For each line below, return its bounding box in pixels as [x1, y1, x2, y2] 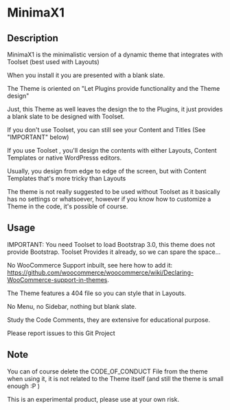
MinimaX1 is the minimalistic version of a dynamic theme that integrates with [7, 50, 223, 58]
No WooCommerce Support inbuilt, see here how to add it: [7, 261, 173, 269]
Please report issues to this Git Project [7, 329, 115, 337]
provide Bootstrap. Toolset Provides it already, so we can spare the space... [7, 248, 221, 256]
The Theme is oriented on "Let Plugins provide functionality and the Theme [7, 85, 220, 92]
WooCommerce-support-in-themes [7, 275, 108, 283]
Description [7, 32, 58, 44]
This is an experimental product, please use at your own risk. [7, 395, 180, 403]
